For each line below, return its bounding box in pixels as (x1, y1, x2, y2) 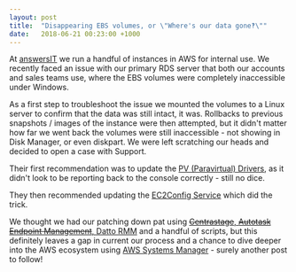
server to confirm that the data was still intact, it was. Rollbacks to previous (9, 108, 284, 120)
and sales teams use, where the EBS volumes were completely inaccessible (9, 73, 285, 83)
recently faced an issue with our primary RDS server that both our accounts (9, 63, 285, 74)
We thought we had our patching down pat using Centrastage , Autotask (9, 216, 272, 227)
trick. (9, 199, 28, 210)
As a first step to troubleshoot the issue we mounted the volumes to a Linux (9, 99, 285, 110)
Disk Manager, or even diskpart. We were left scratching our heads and (9, 136, 269, 147)
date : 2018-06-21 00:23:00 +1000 (9, 29, 141, 38)
